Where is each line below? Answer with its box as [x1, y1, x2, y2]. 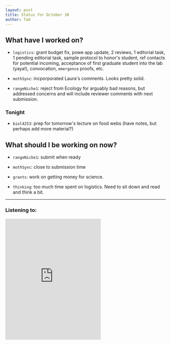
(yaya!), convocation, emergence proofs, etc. [12, 66, 104, 72]
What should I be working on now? [5, 141, 117, 149]
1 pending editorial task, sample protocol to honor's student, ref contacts [12, 55, 165, 61]
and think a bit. [12, 189, 44, 195]
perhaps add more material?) [12, 126, 74, 132]
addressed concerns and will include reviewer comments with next [12, 91, 153, 97]
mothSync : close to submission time [12, 164, 86, 170]
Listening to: [5, 207, 37, 214]
